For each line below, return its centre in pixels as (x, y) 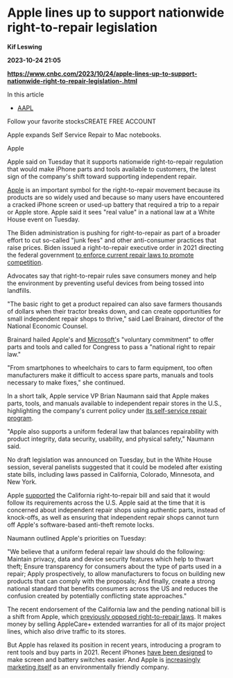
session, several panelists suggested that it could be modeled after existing (115, 467)
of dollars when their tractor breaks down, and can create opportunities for (114, 311)
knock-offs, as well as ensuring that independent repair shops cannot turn (113, 517)
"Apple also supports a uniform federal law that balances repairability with (113, 431)
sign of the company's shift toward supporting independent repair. (102, 176)
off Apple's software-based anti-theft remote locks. (81, 525)
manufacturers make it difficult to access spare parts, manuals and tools (110, 375)
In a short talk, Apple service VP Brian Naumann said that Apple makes (108, 396)
